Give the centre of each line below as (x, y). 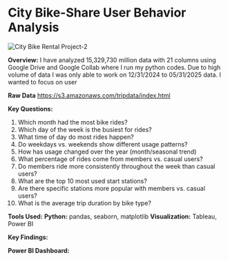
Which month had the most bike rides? (73, 122)
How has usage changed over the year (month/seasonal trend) (107, 151)
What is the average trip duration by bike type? (84, 203)
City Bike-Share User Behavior (97, 13)
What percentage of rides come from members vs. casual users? (110, 159)
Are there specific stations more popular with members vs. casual (112, 188)
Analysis (34, 27)
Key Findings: (28, 237)
